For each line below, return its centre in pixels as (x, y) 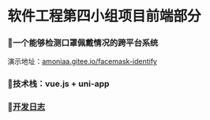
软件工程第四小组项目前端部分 (105, 16)
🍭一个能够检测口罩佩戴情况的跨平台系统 (83, 43)
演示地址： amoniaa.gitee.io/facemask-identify (82, 62)
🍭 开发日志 (26, 107)
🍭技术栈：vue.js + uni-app (58, 84)
